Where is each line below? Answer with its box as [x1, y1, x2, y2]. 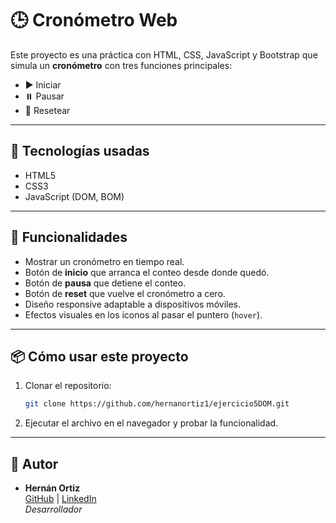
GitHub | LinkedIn [24, 493, 97, 505]
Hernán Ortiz [24, 482, 80, 494]
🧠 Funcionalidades [10, 229, 128, 246]
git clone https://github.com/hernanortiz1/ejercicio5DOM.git [24, 399, 290, 409]
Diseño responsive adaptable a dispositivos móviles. [24, 298, 241, 310]
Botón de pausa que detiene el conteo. [24, 277, 187, 289]
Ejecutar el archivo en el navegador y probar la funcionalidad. [24, 417, 279, 429]
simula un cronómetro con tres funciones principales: [10, 59, 233, 71]
